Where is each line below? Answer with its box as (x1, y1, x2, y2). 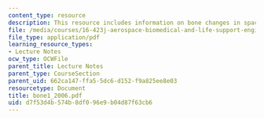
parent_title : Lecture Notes (8, 63, 104, 70)
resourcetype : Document (8, 84, 86, 92)
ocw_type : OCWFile (8, 56, 68, 63)
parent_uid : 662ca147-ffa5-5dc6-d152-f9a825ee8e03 (8, 77, 178, 85)
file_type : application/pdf (8, 33, 101, 41)
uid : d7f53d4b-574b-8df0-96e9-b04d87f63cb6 (8, 99, 153, 106)
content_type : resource (8, 11, 86, 20)
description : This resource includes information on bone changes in (8, 19, 241, 27)
